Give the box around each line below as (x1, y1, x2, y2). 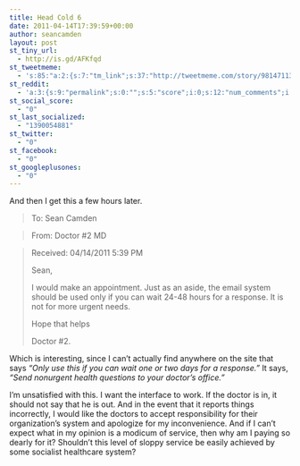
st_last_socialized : (9, 113, 87, 122)
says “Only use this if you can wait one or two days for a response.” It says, (9, 363, 288, 374)
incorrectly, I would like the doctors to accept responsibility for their (9, 409, 259, 419)
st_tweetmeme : (9, 64, 62, 72)
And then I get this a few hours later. (9, 196, 143, 207)
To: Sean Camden (30, 213, 97, 224)
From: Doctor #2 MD (30, 230, 107, 241)
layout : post (9, 38, 58, 47)
